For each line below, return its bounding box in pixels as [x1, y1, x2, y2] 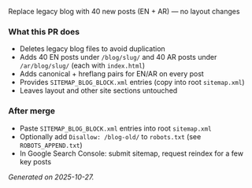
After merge [8, 105, 56, 116]
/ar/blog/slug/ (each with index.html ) [19, 61, 146, 70]
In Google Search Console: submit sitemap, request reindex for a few [19, 149, 244, 158]
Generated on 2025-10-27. [8, 172, 94, 182]
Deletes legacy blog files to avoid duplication [19, 44, 165, 53]
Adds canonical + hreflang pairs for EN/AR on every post [19, 69, 205, 79]
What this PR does [8, 26, 80, 37]
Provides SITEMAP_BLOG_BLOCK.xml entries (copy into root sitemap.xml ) [19, 78, 246, 87]
